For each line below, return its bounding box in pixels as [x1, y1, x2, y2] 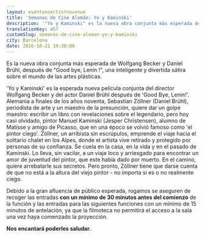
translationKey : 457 [6, 26, 59, 32]
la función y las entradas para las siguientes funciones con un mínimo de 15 [6, 200, 196, 207]
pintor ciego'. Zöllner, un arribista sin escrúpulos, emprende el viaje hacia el [6, 129, 196, 137]
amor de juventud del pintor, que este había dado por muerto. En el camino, [6, 156, 196, 163]
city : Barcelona [6, 37, 48, 43]
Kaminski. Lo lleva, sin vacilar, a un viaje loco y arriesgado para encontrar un [6, 149, 199, 156]
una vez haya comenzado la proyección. [6, 213, 108, 220]
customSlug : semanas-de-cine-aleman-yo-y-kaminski [6, 32, 138, 38]
